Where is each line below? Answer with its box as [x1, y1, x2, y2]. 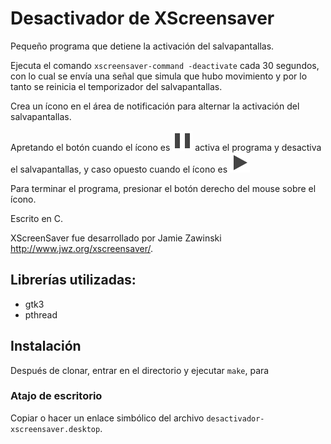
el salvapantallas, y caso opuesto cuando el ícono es [10, 163, 228, 175]
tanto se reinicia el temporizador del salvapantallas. [10, 80, 223, 92]
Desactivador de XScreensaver [10, 7, 275, 30]
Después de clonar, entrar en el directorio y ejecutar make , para [10, 364, 270, 376]
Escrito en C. [10, 212, 64, 224]
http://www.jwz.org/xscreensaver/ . [10, 242, 153, 254]
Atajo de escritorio [10, 389, 103, 403]
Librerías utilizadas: [10, 272, 137, 289]
